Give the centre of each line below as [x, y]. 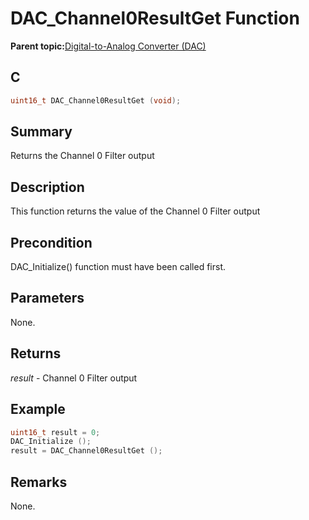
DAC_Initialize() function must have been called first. [118, 267]
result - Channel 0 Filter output [74, 378]
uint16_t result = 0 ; [55, 432]
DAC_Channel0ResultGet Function [155, 18]
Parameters [47, 298]
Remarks [39, 482]
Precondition [51, 242]
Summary [41, 132]
